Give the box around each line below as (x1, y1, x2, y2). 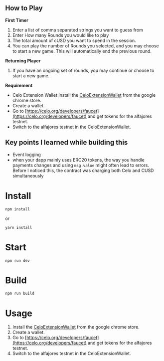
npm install (5, 206, 30, 211)
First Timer (5, 17, 28, 23)
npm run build (5, 291, 35, 296)
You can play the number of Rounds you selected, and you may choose (12, 42, 159, 49)
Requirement (5, 82, 33, 88)
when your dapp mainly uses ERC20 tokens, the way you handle (12, 157, 145, 163)
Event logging (12, 152, 41, 158)
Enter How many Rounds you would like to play (12, 32, 109, 38)
